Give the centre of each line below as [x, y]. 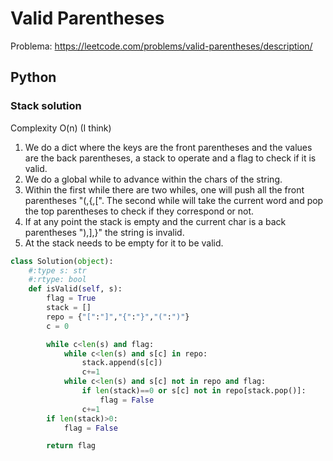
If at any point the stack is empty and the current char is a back [155, 221]
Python [33, 77]
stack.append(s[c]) [122, 363]
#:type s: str [57, 270]
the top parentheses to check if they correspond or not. [139, 211]
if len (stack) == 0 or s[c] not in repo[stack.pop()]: [194, 391]
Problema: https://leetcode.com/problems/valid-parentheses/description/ [161, 46]
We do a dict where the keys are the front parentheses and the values [168, 147]
